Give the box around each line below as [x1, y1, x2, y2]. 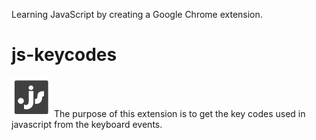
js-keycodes [11, 44, 118, 66]
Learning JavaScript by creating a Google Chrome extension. [11, 9, 263, 20]
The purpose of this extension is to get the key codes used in [53, 107, 306, 119]
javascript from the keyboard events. [11, 118, 163, 130]
